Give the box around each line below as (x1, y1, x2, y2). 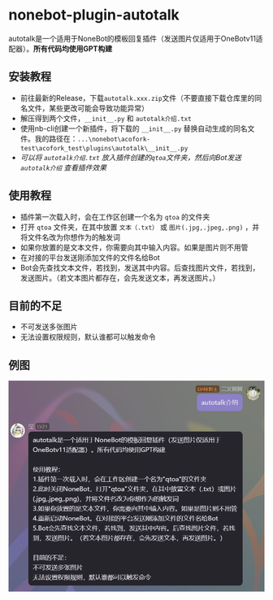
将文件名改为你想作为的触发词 (19, 232, 120, 241)
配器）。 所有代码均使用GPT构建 (8, 43, 112, 54)
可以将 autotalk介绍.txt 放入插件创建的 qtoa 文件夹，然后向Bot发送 (19, 152, 242, 162)
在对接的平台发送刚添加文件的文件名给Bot (19, 252, 160, 262)
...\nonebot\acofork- (76, 135, 150, 143)
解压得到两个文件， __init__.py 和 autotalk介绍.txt (19, 113, 193, 123)
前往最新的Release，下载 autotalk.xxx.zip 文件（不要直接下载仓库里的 (19, 93, 255, 102)
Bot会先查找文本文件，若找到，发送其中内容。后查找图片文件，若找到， (19, 263, 260, 272)
